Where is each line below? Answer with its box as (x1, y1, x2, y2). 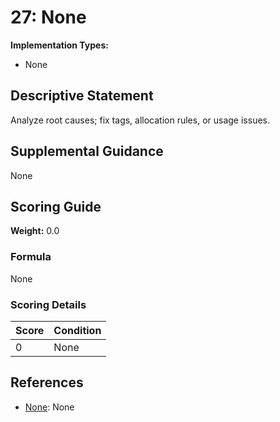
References (10, 374, 84, 391)
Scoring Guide (10, 198, 102, 215)
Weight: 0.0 (10, 225, 60, 237)
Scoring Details (10, 297, 87, 311)
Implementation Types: (10, 39, 109, 51)
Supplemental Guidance (10, 143, 164, 160)
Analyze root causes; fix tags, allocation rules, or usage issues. (10, 114, 270, 126)
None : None (24, 401, 75, 413)
